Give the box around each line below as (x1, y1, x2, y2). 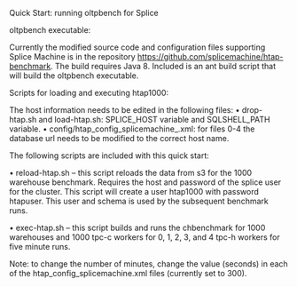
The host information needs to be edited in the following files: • (9, 105, 240, 115)
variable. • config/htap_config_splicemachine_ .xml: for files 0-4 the (9, 124, 255, 134)
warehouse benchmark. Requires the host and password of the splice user (9, 177, 282, 187)
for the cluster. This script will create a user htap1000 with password (9, 187, 260, 196)
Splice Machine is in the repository (9, 52, 136, 61)
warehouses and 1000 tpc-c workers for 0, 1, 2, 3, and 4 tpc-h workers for (9, 232, 281, 243)
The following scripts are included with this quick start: (9, 150, 210, 161)
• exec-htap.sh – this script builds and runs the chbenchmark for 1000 (9, 222, 266, 233)
